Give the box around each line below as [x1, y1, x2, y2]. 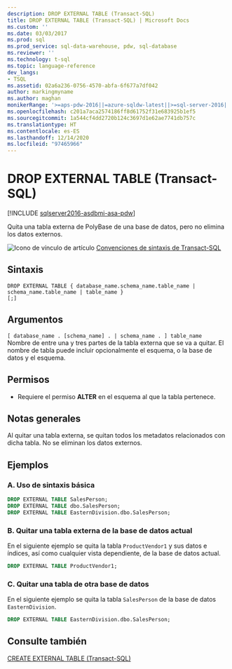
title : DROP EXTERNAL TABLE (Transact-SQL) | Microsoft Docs [7, 17, 190, 24]
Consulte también [7, 635, 87, 647]
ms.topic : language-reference [7, 62, 96, 69]
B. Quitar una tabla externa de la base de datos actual [7, 525, 193, 535]
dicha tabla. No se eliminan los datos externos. [7, 439, 142, 447]
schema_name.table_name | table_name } [7, 288, 124, 295]
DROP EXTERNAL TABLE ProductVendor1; [7, 562, 118, 569]
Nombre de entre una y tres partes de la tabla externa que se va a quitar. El [7, 338, 224, 347]
